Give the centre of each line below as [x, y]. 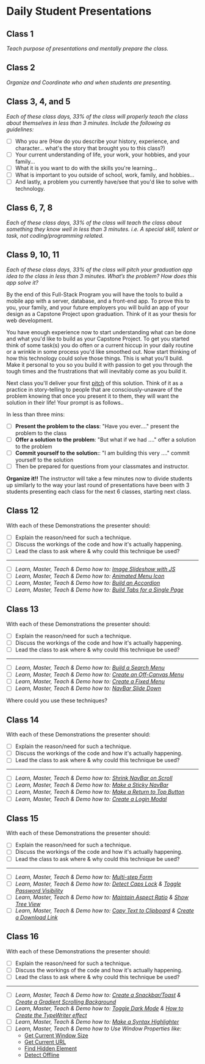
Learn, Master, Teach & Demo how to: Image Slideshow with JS [95, 569]
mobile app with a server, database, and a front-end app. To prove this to [98, 301]
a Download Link [36, 917]
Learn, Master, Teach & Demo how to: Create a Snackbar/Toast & [98, 995]
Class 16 [23, 937]
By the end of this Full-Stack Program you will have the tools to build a [95, 294]
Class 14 [23, 720]
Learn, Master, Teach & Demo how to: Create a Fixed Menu [90, 681]
